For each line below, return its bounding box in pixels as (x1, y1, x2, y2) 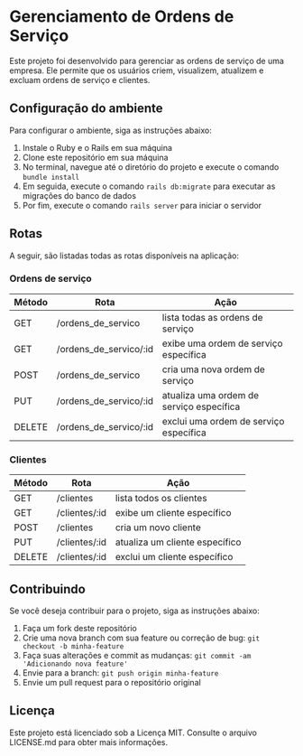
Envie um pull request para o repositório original (22, 677, 201, 687)
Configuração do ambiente (9, 101, 164, 117)
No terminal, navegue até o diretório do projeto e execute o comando (22, 161, 280, 173)
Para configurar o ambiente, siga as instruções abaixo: (9, 125, 212, 135)
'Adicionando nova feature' (22, 659, 128, 668)
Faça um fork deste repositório (22, 622, 137, 633)
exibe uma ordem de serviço (161, 337, 283, 350)
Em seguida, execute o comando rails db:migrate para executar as (22, 181, 276, 191)
